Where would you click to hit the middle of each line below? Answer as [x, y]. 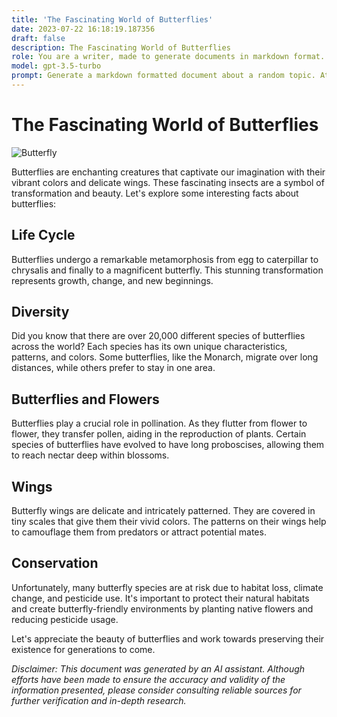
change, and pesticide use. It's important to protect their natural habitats [160, 598]
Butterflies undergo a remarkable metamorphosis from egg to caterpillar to [165, 259]
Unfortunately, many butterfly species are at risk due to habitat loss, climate [167, 587]
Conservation [55, 563]
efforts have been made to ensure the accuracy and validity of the [148, 679]
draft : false [38, 38]
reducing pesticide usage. [65, 619]
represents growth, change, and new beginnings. [112, 280]
